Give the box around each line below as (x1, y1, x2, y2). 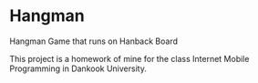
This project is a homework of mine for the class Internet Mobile (9, 53, 250, 64)
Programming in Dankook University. (9, 63, 148, 74)
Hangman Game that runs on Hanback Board (9, 36, 179, 47)
